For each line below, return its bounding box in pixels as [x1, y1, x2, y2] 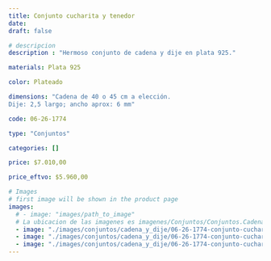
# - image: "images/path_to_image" [15, 210, 135, 218]
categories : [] [8, 144, 60, 152]
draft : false [8, 27, 52, 35]
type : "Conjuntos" [8, 129, 70, 137]
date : [8, 19, 27, 27]
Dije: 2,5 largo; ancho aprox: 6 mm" [8, 100, 135, 108]
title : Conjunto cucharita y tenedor [8, 11, 135, 20]
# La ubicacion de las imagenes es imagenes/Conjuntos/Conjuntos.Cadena [15, 217, 265, 226]
